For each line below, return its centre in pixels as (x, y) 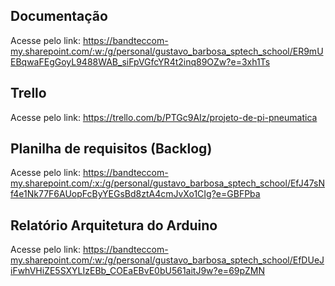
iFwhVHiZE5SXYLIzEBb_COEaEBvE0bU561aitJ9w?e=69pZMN (138, 271)
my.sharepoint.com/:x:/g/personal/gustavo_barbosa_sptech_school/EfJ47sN (168, 183)
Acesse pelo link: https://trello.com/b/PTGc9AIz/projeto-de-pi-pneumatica (164, 117)
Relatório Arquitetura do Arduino (114, 225)
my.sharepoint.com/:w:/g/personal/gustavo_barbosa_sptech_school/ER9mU (167, 51)
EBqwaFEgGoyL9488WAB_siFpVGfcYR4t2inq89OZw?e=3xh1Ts (140, 61)
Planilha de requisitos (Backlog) (111, 149)
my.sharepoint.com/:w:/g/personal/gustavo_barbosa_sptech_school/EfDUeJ (167, 260)
